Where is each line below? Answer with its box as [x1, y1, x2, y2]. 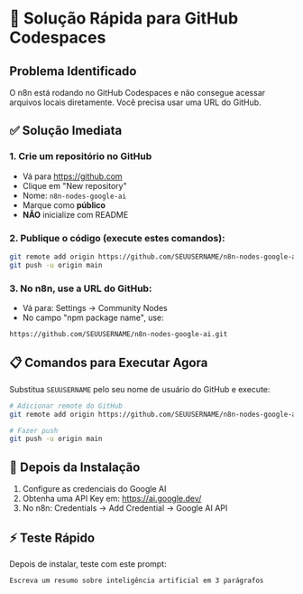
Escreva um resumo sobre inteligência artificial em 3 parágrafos [9, 576, 264, 585]
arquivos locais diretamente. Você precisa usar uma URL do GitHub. [9, 97, 262, 108]
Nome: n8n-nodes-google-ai [22, 190, 127, 201]
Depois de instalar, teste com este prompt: [9, 558, 167, 569]
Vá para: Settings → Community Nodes [22, 303, 169, 314]
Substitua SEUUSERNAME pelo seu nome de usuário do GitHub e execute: [9, 383, 271, 394]
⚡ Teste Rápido [9, 530, 96, 545]
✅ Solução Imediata [9, 123, 123, 138]
